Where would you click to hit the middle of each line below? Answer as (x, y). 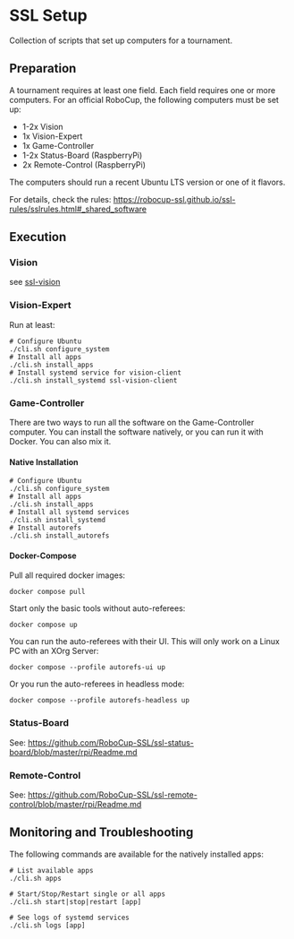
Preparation (43, 69)
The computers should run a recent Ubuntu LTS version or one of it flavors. (147, 182)
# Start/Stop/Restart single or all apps (88, 894)
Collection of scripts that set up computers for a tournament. (121, 40)
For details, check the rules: (60, 199)
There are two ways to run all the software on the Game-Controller (132, 423)
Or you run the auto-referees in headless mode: (97, 684)
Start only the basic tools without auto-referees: (97, 608)
